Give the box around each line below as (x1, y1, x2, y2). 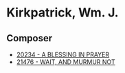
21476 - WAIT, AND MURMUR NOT (16, 58, 115, 66)
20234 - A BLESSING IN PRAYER (16, 50, 110, 59)
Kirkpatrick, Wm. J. (6, 5, 119, 21)
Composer (6, 32, 53, 44)
